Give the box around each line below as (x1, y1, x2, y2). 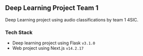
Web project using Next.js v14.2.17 (12, 45, 84, 51)
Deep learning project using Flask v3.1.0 (12, 40, 95, 46)
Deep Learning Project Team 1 (5, 4, 99, 12)
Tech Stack (5, 29, 33, 36)
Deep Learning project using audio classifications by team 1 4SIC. (5, 17, 139, 22)
